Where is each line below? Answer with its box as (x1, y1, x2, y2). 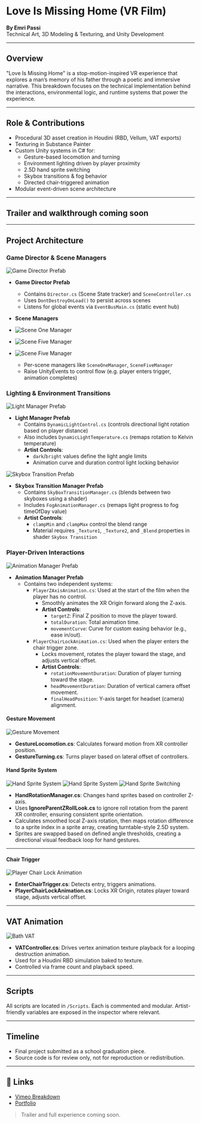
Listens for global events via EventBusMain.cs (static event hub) (23, 303, 179, 311)
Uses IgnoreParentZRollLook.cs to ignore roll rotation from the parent (14, 804, 188, 812)
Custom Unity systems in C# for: (14, 147, 96, 154)
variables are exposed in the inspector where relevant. (26, 1008, 160, 1016)
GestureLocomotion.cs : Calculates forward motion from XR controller (14, 740, 188, 747)
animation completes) (23, 374, 78, 381)
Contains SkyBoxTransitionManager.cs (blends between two (23, 488, 171, 496)
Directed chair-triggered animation (23, 178, 109, 186)
